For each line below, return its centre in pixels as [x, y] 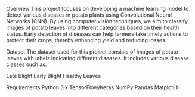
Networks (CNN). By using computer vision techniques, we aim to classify [97, 21]
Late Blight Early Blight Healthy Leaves [54, 76]
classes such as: [27, 64]
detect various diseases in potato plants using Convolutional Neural [89, 15]
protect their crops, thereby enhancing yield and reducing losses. [86, 40]
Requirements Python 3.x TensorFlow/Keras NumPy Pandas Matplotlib [92, 87]
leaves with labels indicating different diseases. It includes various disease [98, 58]
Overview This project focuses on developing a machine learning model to [97, 9]
